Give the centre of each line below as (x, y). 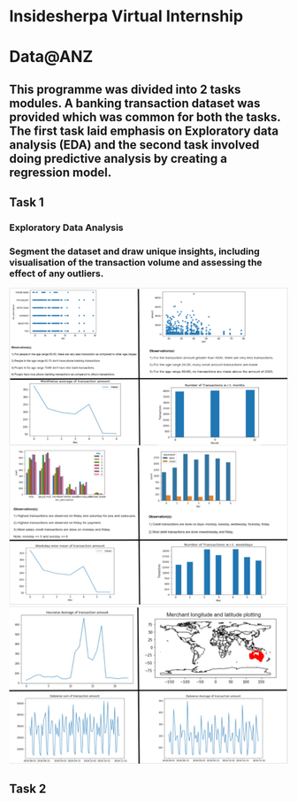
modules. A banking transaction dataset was (135, 103)
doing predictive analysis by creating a (118, 158)
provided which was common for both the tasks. (145, 117)
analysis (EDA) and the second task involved (134, 145)
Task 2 (28, 788)
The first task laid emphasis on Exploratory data (144, 131)
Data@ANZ (51, 57)
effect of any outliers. (57, 274)
